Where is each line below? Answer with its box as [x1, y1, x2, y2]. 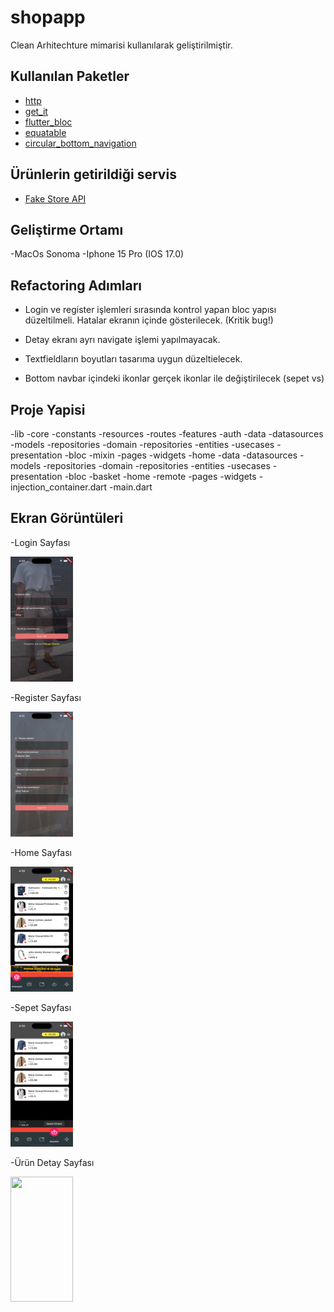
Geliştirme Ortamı [10, 221, 124, 238]
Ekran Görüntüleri [10, 510, 124, 527]
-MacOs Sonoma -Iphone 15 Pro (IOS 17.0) [10, 248, 185, 260]
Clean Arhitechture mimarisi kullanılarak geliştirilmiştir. [10, 39, 233, 51]
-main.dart [109, 481, 153, 493]
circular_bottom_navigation [24, 137, 137, 149]
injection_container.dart [10, 481, 108, 493]
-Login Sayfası [10, 536, 71, 548]
